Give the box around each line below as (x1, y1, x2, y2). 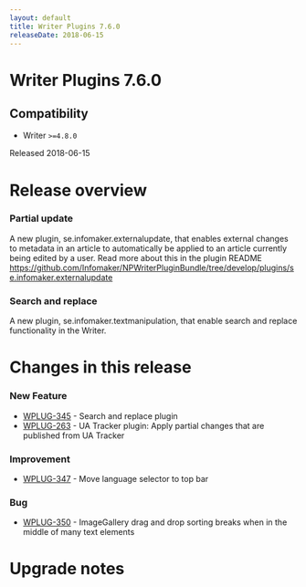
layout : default (9, 13, 71, 23)
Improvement (9, 453, 70, 466)
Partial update (9, 212, 73, 225)
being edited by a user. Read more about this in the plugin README (9, 252, 262, 263)
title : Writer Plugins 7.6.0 (9, 22, 121, 31)
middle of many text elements (22, 527, 135, 538)
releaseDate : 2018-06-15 (9, 30, 104, 39)
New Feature (9, 390, 68, 403)
